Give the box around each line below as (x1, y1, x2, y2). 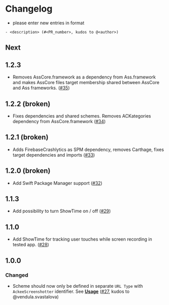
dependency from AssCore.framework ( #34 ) (12, 118, 106, 124)
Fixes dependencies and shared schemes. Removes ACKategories (12, 112, 151, 119)
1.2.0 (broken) (5, 167, 51, 175)
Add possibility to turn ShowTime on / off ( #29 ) (12, 208, 111, 214)
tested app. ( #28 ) (12, 242, 50, 248)
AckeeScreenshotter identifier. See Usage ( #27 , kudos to (12, 288, 130, 294)
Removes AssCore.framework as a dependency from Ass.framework (12, 74, 156, 80)
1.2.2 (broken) (5, 99, 51, 108)
